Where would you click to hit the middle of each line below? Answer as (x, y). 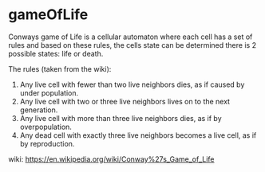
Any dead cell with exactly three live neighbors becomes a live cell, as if (138, 135)
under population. (49, 92)
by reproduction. (47, 143)
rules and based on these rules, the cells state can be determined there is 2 (132, 45)
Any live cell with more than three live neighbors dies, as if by (121, 118)
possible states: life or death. (56, 53)
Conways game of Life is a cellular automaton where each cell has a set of (131, 37)
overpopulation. (45, 127)
